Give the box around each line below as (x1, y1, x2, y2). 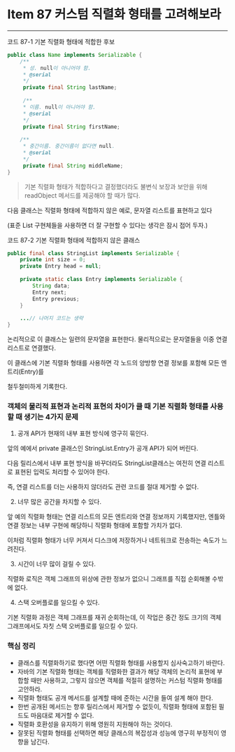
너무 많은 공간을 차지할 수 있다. (17, 498, 101, 506)
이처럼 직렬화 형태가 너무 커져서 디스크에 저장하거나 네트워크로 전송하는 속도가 (7, 536, 220, 545)
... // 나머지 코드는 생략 (20, 315, 84, 322)
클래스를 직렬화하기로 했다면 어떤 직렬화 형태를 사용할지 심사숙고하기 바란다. (17, 658, 225, 666)
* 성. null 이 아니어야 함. (22, 64, 92, 71)
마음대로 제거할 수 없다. (30, 711, 94, 719)
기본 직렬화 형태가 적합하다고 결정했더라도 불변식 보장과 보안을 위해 (24, 182, 208, 191)
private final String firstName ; (22, 123, 120, 130)
